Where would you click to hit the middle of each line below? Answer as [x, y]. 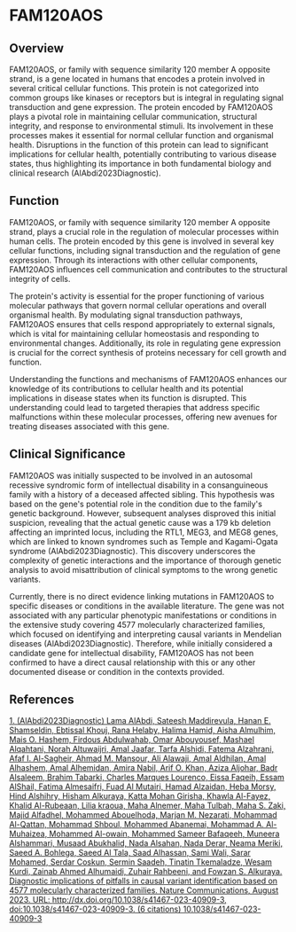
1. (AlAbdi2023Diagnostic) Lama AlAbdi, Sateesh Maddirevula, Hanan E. [140, 721]
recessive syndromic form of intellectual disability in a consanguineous [139, 485]
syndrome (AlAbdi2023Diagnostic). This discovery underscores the [132, 551]
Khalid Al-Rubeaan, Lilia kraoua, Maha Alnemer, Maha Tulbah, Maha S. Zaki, [148, 806]
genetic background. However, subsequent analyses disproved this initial [143, 513]
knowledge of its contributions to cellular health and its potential [126, 388]
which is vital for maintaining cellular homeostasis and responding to [134, 333]
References [42, 700]
